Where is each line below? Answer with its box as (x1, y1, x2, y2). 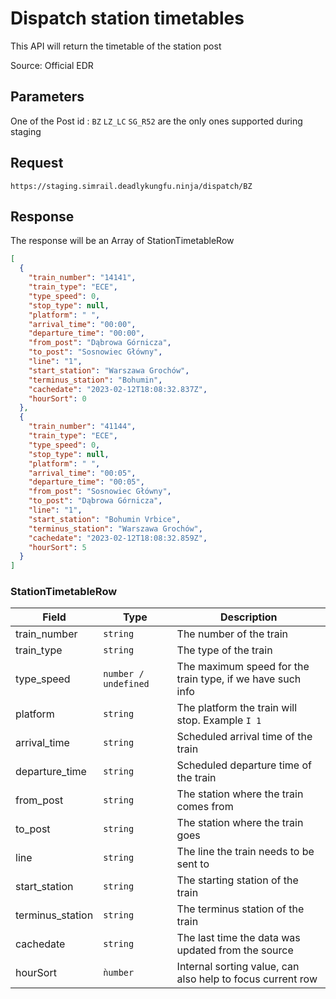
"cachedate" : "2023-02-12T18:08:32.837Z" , (28, 384, 208, 394)
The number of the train (176, 627, 289, 641)
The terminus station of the (176, 902, 305, 916)
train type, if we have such (176, 672, 302, 686)
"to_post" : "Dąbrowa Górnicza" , (28, 496, 163, 506)
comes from (176, 800, 234, 814)
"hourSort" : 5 (28, 542, 87, 552)
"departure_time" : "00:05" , (28, 477, 145, 487)
